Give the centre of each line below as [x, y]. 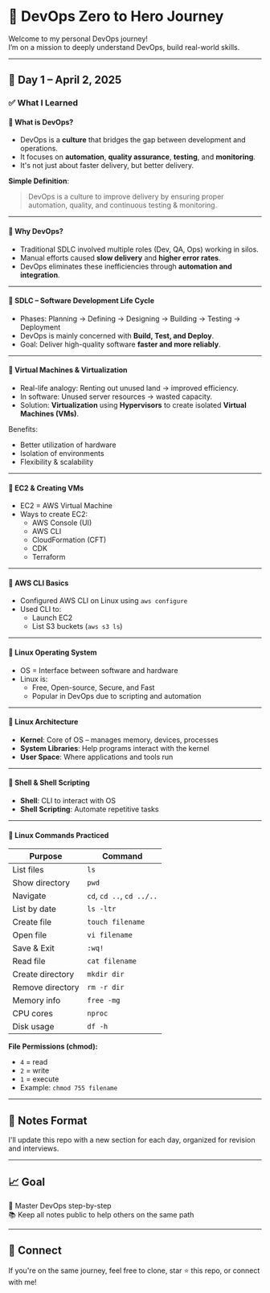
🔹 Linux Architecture [43, 722]
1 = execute [39, 1079]
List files [28, 870]
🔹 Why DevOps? [36, 232]
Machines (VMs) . [49, 414]
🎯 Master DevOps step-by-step [60, 1205]
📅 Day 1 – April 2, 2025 [65, 80]
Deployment [40, 327]
